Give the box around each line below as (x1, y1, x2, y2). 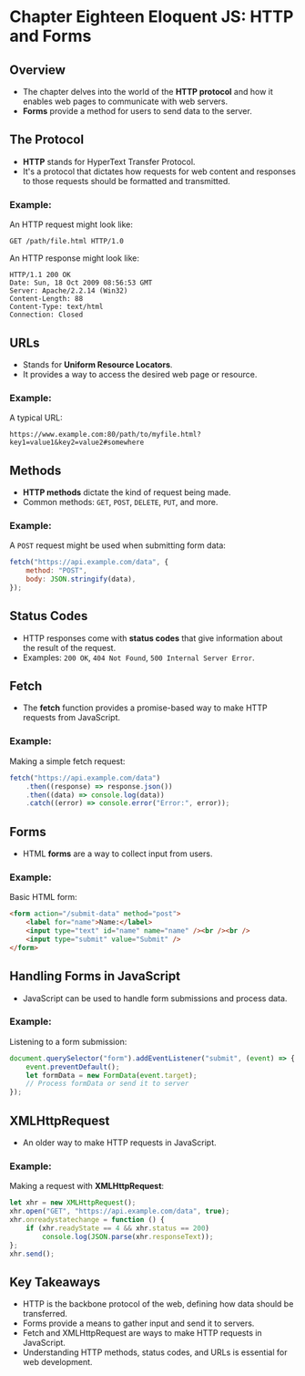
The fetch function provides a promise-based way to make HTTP (22, 702, 268, 713)
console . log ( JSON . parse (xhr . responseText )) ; (42, 1232, 214, 1241)
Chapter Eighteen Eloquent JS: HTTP (9, 6, 294, 27)
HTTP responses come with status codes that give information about (22, 632, 283, 644)
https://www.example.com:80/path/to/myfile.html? (9, 430, 202, 440)
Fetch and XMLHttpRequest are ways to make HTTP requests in (22, 1328, 262, 1339)
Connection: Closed (9, 310, 84, 320)
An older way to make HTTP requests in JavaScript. (22, 1137, 217, 1148)
